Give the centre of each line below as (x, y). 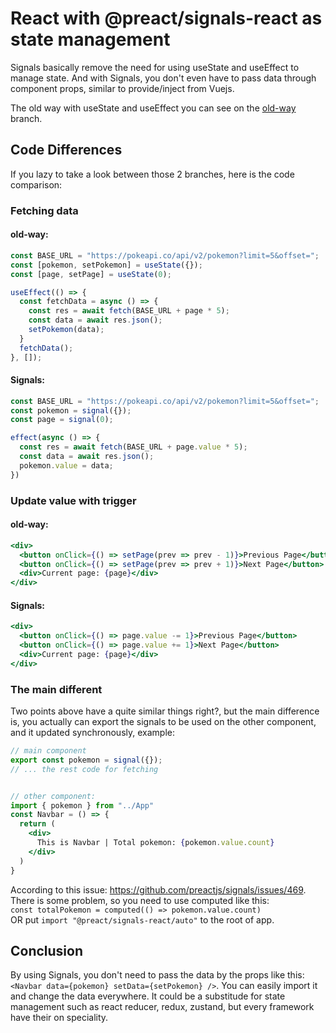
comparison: (36, 184)
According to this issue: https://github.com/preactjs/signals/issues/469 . (158, 889)
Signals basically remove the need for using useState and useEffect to (155, 67)
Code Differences (66, 150)
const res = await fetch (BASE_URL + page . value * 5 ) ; (133, 447)
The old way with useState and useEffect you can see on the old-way (153, 108)
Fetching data (44, 210)
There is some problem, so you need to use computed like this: (140, 900)
